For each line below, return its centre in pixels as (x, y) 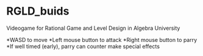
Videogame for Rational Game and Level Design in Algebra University (93, 28)
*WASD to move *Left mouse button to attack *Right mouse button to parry (102, 40)
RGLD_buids (38, 11)
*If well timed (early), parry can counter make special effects (83, 46)
